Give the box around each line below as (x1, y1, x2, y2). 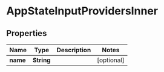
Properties (6, 28, 47, 38)
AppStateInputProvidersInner (6, 4, 159, 18)
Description (56, 46, 91, 54)
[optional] (96, 56, 125, 64)
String (32, 56, 51, 64)
